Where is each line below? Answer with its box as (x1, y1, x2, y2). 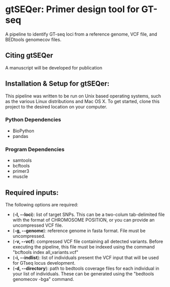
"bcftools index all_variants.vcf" (12, 249, 78, 255)
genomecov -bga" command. (12, 276, 74, 282)
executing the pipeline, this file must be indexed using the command (12, 243, 155, 249)
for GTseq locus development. (12, 260, 76, 266)
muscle (12, 173, 28, 180)
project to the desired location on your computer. (5, 103, 108, 110)
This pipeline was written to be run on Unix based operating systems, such (5, 93, 161, 99)
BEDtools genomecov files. (5, 37, 62, 43)
